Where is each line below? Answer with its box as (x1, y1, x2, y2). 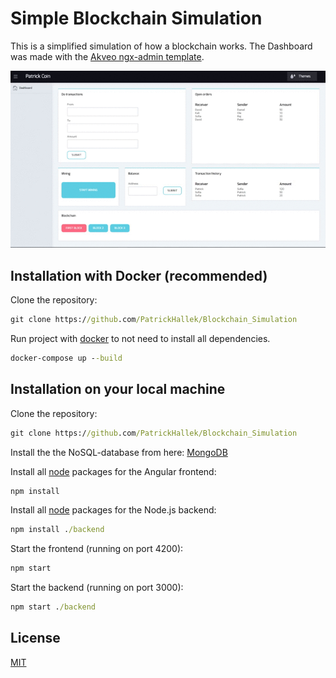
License (10, 630, 61, 647)
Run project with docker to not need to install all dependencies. (10, 333, 271, 345)
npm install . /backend (10, 525, 105, 535)
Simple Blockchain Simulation (10, 7, 263, 30)
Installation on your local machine (10, 381, 226, 398)
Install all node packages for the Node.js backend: (10, 504, 217, 516)
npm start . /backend (10, 602, 97, 612)
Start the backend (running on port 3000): (10, 582, 184, 594)
